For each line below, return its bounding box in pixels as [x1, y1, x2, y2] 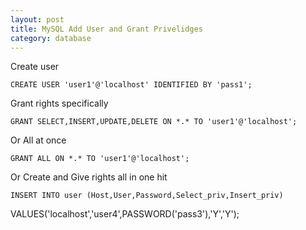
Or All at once [10, 134, 67, 146]
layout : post [10, 14, 65, 25]
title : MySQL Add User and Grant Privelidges [10, 24, 203, 34]
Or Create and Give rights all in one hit [10, 171, 168, 183]
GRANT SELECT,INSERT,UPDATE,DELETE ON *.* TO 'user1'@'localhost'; [10, 117, 298, 127]
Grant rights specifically [10, 97, 109, 110]
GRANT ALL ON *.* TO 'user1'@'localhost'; [10, 154, 190, 164]
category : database [10, 33, 92, 43]
